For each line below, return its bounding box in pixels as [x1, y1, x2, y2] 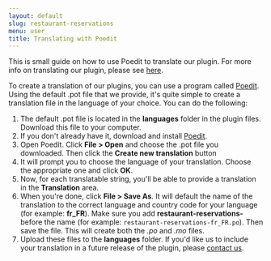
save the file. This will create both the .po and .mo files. [19, 226, 205, 236]
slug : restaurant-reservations [8, 19, 114, 28]
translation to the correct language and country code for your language [19, 200, 258, 210]
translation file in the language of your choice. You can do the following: [8, 98, 248, 108]
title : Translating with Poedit [8, 34, 117, 43]
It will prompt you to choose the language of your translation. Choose [19, 157, 252, 167]
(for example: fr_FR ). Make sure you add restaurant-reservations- [19, 208, 244, 219]
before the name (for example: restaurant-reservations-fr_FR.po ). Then [19, 217, 264, 227]
